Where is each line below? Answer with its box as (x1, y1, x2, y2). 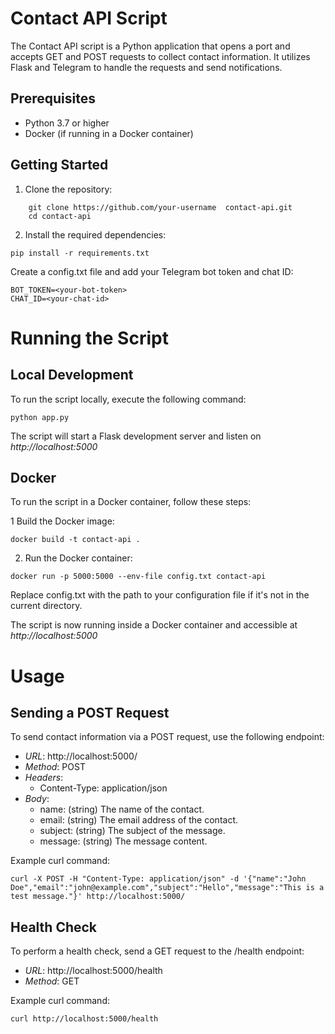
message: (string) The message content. (39, 835, 208, 847)
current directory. (10, 600, 83, 612)
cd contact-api (28, 211, 92, 221)
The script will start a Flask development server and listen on (10, 430, 262, 442)
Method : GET (24, 975, 80, 987)
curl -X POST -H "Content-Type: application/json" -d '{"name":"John (10, 874, 307, 884)
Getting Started (10, 157, 109, 174)
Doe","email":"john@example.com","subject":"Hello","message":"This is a (10, 883, 325, 893)
